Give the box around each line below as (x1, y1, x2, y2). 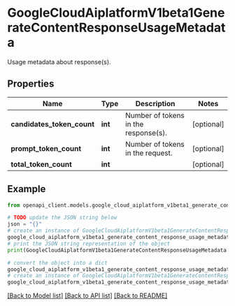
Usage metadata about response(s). (7, 57, 111, 66)
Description (135, 99, 176, 108)
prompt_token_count (10, 143, 82, 153)
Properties (7, 78, 55, 90)
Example (7, 183, 46, 195)
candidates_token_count (10, 119, 94, 129)
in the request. (124, 148, 173, 158)
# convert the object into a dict (7, 259, 108, 266)
